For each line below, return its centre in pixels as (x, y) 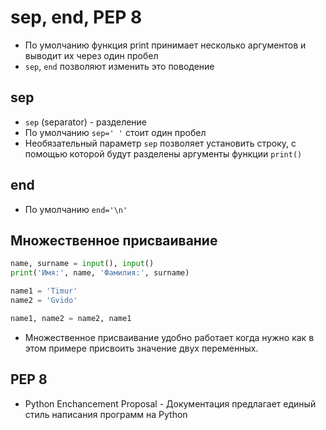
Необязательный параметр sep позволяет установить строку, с (160, 143)
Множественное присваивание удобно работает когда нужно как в (169, 337)
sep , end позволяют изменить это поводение (119, 66)
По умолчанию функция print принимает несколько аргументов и (165, 45)
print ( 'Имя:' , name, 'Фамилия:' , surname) (100, 273)
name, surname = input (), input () (82, 264)
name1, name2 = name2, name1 (71, 318)
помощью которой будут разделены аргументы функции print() (163, 153)
